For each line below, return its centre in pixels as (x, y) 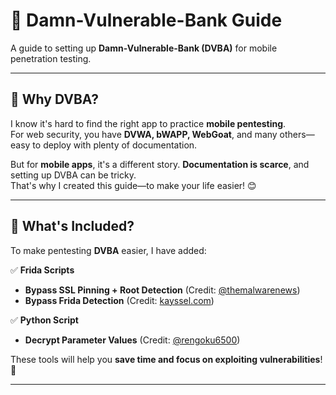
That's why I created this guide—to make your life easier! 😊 (133, 185)
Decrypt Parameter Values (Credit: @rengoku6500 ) (132, 340)
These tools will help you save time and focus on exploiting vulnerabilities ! (166, 359)
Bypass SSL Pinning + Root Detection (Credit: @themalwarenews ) (162, 290)
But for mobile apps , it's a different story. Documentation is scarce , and (160, 164)
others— (297, 134)
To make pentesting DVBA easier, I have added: (108, 250)
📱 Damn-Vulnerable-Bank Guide (146, 20)
